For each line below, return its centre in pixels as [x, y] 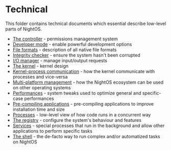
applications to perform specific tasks [53, 131]
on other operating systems [42, 87]
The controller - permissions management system [65, 39]
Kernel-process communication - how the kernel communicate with [83, 71]
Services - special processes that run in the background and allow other [89, 126]
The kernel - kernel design [41, 66]
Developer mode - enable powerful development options [72, 44]
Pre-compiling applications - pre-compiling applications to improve [83, 104]
